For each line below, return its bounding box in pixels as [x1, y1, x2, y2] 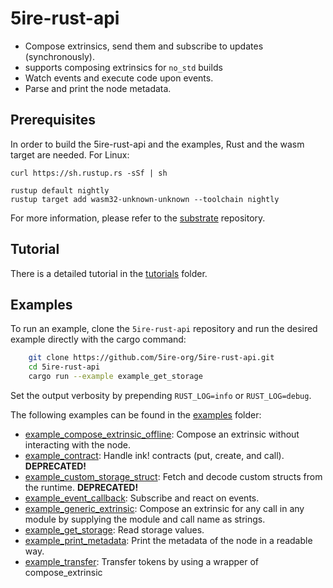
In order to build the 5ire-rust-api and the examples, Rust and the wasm [10, 138, 305, 150]
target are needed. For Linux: [10, 148, 130, 161]
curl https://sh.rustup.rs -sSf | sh [10, 168, 168, 178]
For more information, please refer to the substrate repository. [10, 212, 266, 224]
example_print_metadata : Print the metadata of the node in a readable [24, 535, 313, 546]
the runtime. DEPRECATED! [24, 482, 139, 493]
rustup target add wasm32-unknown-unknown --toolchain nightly [10, 194, 280, 204]
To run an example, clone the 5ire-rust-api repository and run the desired [10, 323, 318, 335]
